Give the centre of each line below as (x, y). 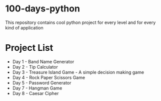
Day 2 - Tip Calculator (35, 67)
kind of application (24, 27)
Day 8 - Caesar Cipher (35, 93)
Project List (29, 48)
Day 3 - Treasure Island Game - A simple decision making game (78, 72)
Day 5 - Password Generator (42, 83)
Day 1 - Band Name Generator (43, 61)
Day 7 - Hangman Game (37, 88)
